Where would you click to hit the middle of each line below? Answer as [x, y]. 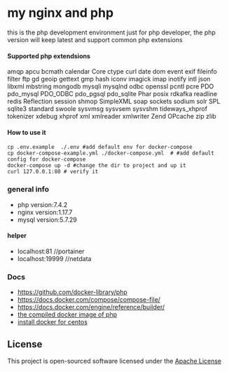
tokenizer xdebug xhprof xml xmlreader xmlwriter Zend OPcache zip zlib [112, 117]
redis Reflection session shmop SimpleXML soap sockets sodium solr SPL [114, 101]
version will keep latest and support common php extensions [95, 39]
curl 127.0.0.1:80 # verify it [53, 172]
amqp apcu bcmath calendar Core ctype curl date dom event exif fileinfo [112, 72]
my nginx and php [61, 13]
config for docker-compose [47, 159]
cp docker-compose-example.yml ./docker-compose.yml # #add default [111, 153]
